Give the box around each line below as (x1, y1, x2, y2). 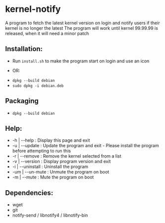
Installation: (5, 45, 43, 53)
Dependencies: (5, 188, 54, 197)
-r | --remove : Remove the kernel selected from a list (12, 153, 121, 159)
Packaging (5, 97, 39, 105)
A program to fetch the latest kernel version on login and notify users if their (5, 20, 160, 26)
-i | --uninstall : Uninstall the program (12, 164, 88, 169)
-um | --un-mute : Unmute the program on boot (12, 169, 110, 175)
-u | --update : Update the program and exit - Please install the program (12, 143, 160, 149)
